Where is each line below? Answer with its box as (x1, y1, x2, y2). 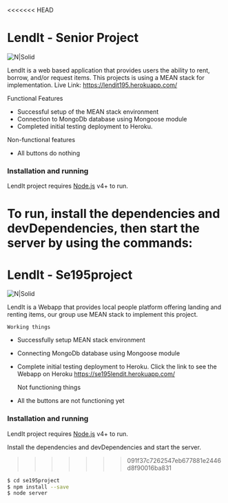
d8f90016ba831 (127, 464, 172, 472)
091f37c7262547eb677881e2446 (127, 456, 222, 464)
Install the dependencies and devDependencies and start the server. (7, 443, 202, 451)
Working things (7, 324, 51, 331)
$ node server (7, 490, 48, 497)
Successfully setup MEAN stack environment (17, 336, 146, 344)
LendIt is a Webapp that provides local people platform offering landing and (7, 303, 222, 311)
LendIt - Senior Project (7, 30, 139, 46)
